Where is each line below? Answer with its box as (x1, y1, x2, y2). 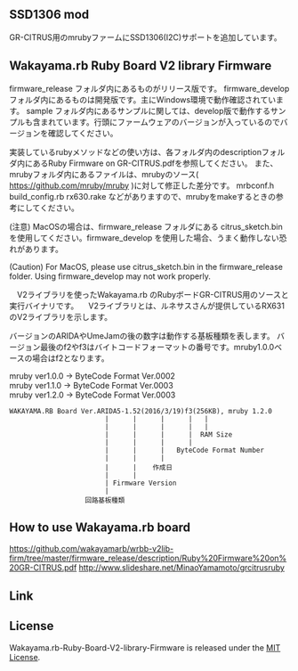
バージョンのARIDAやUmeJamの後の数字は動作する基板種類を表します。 (9, 330, 275, 341)
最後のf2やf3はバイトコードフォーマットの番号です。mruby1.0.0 (39, 341, 275, 352)
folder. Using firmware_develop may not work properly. (9, 271, 211, 282)
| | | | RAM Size (104, 430, 233, 439)
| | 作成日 (104, 462, 173, 471)
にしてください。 (16, 202, 80, 213)
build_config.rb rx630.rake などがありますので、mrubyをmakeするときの (9, 191, 277, 201)
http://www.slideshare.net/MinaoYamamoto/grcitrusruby (78, 562, 285, 573)
